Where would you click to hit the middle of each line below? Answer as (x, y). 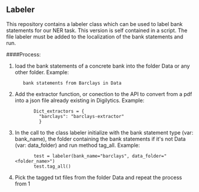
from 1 (23, 184)
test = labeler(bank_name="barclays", (81, 156)
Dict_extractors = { (59, 111)
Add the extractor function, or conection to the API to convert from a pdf (103, 94)
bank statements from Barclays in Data (72, 83)
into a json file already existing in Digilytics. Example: (79, 100)
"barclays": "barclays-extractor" (82, 116)
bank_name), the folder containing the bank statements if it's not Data (100, 139)
